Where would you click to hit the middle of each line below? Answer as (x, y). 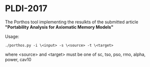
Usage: (12, 36)
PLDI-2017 (26, 8)
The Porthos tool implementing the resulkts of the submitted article (72, 22)
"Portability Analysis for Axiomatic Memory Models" (59, 27)
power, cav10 (18, 59)
